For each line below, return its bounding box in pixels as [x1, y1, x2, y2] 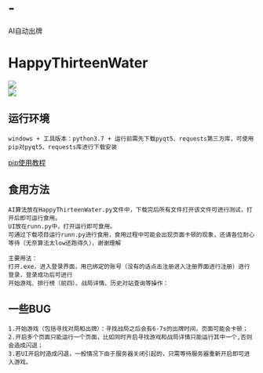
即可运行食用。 [19, 214, 61, 222]
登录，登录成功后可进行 [8, 270, 73, 279]
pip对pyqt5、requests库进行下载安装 [8, 143, 118, 151]
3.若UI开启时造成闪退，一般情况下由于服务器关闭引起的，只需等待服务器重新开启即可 [8, 350, 245, 358]
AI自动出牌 [8, 26, 43, 35]
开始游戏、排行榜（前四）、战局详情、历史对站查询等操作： [8, 279, 169, 287]
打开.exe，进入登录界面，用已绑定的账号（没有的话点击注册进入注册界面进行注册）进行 [8, 263, 250, 270]
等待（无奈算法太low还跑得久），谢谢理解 [8, 239, 122, 247]
